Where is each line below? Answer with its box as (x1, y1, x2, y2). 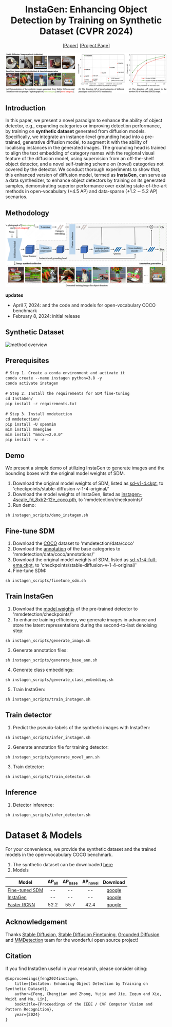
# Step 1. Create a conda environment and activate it (5, 371, 125, 376)
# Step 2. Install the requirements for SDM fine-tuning (5, 391, 130, 396)
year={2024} (14, 1012, 40, 1017)
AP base (62, 878, 78, 886)
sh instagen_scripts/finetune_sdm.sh (5, 578, 86, 583)
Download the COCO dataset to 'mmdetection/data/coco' (12, 540, 135, 546)
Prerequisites (5, 356, 49, 365)
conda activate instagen (5, 381, 59, 386)
